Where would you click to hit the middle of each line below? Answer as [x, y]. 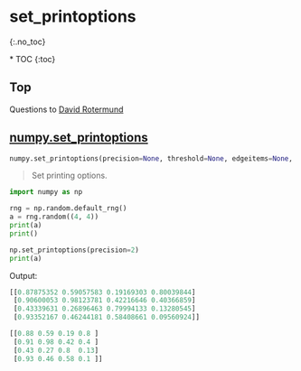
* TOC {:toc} [33, 59]
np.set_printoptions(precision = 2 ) [75, 250]
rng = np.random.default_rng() [68, 209]
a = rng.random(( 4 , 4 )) [54, 217]
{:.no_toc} [28, 42]
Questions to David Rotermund [66, 109]
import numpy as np [46, 192]
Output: [24, 275]
